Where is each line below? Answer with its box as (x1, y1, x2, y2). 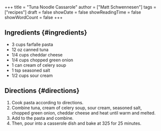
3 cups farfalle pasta (11, 41, 54, 47)
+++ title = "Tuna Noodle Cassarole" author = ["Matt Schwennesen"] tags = (4, 4, 157, 10)
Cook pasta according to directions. (11, 99, 84, 105)
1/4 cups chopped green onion (11, 57, 73, 63)
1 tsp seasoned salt (11, 67, 51, 73)
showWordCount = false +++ (4, 15, 63, 20)
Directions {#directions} (4, 87, 80, 95)
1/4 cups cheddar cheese (11, 52, 63, 57)
